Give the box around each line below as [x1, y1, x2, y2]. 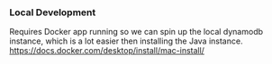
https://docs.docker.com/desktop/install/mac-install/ [9, 45, 205, 56]
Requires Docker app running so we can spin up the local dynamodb [9, 27, 264, 37]
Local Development [9, 6, 96, 19]
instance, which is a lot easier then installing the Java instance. [9, 36, 243, 46]
